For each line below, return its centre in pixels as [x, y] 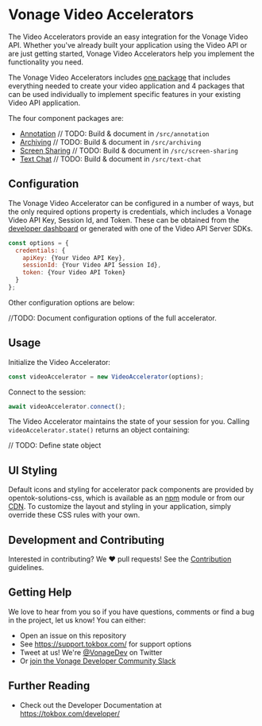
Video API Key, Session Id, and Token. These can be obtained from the [124, 219]
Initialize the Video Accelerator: [60, 362]
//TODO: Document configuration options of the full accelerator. [112, 318]
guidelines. [26, 568]
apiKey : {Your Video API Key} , [74, 258]
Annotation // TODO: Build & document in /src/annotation [114, 134]
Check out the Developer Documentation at [91, 705]
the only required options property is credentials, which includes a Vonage [130, 212]
